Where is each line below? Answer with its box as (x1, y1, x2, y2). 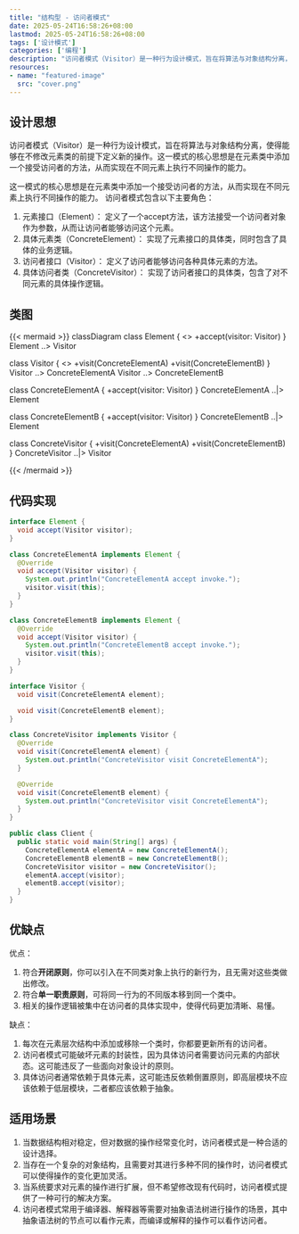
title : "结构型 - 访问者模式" (9, 12, 111, 22)
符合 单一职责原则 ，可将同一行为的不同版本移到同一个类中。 (21, 989, 241, 999)
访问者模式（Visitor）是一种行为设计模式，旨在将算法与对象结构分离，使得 (9, 140, 282, 151)
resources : (9, 63, 50, 72)
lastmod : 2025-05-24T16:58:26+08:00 (9, 29, 145, 38)
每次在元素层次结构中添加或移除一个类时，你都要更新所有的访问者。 (21, 1038, 272, 1048)
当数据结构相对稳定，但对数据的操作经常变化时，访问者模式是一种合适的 (21, 1137, 287, 1147)
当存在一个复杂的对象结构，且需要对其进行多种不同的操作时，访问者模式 (21, 1159, 287, 1170)
